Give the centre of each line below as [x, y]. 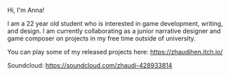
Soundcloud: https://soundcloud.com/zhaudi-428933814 [90, 65]
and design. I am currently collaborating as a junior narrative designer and [114, 31]
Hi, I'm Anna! [26, 10]
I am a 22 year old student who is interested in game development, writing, [115, 23]
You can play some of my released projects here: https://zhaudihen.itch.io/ [115, 52]
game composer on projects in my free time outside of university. [102, 38]
